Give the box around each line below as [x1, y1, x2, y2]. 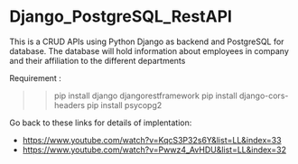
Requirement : [9, 72, 61, 83]
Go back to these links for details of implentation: [9, 117, 192, 128]
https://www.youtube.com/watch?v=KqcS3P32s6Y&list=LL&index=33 [22, 134, 282, 145]
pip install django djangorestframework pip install [53, 90, 237, 101]
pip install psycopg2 [87, 99, 163, 110]
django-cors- [238, 90, 289, 101]
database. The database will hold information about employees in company [9, 45, 289, 56]
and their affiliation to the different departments [9, 55, 186, 66]
